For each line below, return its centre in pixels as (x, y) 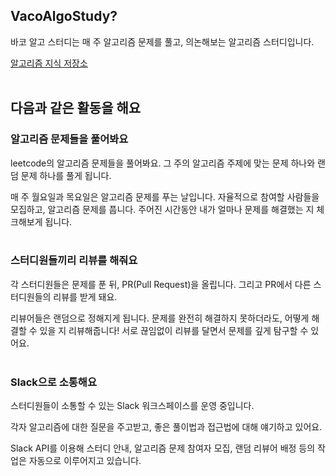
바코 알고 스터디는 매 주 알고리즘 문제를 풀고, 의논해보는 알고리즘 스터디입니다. (162, 41)
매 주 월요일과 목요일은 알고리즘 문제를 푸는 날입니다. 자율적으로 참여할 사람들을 (165, 196)
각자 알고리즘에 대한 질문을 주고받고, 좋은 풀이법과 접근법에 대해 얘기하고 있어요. (166, 427)
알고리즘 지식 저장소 (49, 63)
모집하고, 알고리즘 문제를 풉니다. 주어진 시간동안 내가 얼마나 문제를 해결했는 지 (162, 209)
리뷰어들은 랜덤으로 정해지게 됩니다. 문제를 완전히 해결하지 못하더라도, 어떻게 (160, 318)
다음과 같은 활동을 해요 (76, 108)
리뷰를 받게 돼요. (85, 296)
